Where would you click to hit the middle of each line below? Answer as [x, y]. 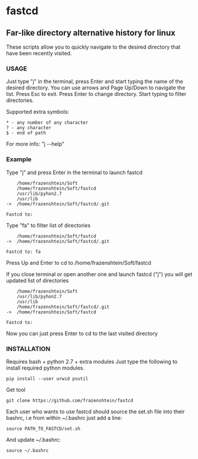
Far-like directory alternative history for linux [91, 33]
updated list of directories [38, 280]
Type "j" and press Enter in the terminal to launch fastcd [74, 172]
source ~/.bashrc [27, 450]
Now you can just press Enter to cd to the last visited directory [82, 333]
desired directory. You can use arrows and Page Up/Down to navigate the [96, 88]
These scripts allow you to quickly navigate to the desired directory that [93, 47]
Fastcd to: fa [24, 252]
